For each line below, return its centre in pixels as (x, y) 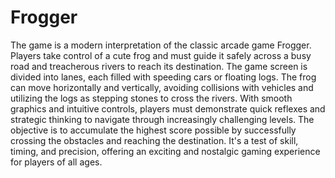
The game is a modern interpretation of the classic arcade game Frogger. (161, 45)
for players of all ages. (56, 162)
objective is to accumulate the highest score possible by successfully (153, 130)
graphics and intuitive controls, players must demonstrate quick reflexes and (168, 108)
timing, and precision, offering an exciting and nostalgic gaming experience (165, 151)
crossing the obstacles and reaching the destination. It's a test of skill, (154, 140)
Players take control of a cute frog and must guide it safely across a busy (161, 55)
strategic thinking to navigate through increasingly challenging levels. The (162, 119)
